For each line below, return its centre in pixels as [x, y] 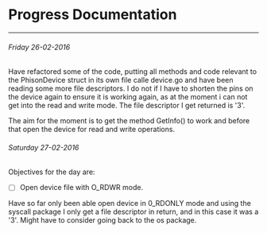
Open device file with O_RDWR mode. [81, 188]
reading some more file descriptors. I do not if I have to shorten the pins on [131, 88]
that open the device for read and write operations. [92, 130]
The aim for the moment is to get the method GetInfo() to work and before [129, 121]
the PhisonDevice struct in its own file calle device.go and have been [121, 80]
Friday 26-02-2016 [39, 47]
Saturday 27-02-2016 [44, 147]
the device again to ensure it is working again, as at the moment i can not [128, 97]
